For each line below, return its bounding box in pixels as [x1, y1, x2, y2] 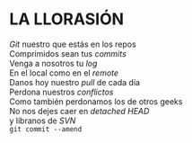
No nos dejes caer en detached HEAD [9, 105, 150, 116]
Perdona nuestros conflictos [9, 86, 114, 97]
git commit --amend [9, 124, 83, 134]
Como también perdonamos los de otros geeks [9, 95, 183, 107]
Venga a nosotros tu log [9, 58, 98, 68]
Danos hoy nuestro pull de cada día [9, 76, 141, 87]
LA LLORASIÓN [9, 9, 124, 30]
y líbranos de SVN [9, 115, 76, 126]
